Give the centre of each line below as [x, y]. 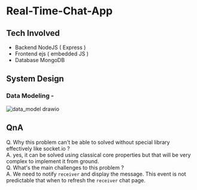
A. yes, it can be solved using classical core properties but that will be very [99, 155]
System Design [35, 79]
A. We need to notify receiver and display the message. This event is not [96, 174]
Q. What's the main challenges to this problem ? [65, 167]
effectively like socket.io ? [38, 148]
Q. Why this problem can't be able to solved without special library [88, 142]
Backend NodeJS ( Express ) [50, 47]
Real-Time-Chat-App [59, 11]
